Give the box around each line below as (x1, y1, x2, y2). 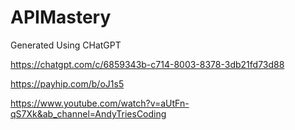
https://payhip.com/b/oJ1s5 (10, 77, 125, 90)
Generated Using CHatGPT (10, 39, 122, 51)
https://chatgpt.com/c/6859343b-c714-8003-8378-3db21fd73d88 (10, 58, 285, 70)
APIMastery (10, 6, 112, 29)
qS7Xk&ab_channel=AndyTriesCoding (10, 107, 167, 120)
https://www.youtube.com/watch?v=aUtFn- (10, 97, 190, 109)
